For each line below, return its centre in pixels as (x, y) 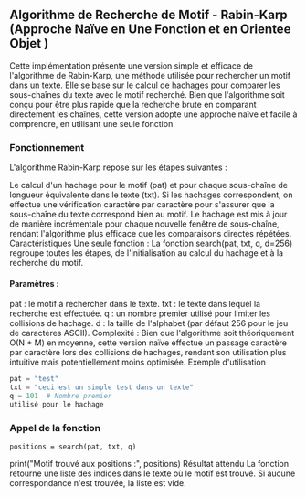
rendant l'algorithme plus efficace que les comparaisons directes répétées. (151, 234)
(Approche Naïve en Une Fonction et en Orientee (150, 30)
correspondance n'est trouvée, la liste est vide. (98, 483)
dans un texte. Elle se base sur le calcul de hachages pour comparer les (145, 85)
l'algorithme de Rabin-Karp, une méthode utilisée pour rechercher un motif (150, 75)
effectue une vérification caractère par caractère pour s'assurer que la (142, 205)
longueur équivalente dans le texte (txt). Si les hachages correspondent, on (152, 195)
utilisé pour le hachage (57, 404)
